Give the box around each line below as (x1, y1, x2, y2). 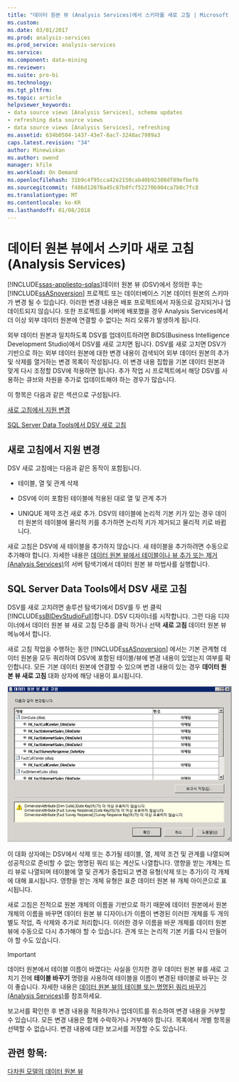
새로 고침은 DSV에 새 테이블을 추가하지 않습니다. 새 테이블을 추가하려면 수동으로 (7, 542, 229, 551)
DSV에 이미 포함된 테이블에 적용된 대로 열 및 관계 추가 (17, 494, 167, 503)
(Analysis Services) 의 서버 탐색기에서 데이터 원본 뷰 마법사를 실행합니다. (7, 560, 210, 568)
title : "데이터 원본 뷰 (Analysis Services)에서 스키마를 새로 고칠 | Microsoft (7, 11, 229, 18)
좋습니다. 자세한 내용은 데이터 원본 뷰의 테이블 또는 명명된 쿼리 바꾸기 (14, 982, 206, 991)
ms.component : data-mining (7, 57, 87, 64)
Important (7, 950, 36, 958)
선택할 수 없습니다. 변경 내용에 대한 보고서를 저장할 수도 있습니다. (7, 1024, 188, 1033)
